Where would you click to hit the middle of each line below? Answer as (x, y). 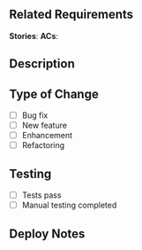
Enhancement (47, 136)
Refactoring (43, 145)
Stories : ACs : (34, 35)
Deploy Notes (47, 234)
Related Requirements (71, 15)
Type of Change (54, 94)
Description (42, 64)
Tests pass (41, 195)
